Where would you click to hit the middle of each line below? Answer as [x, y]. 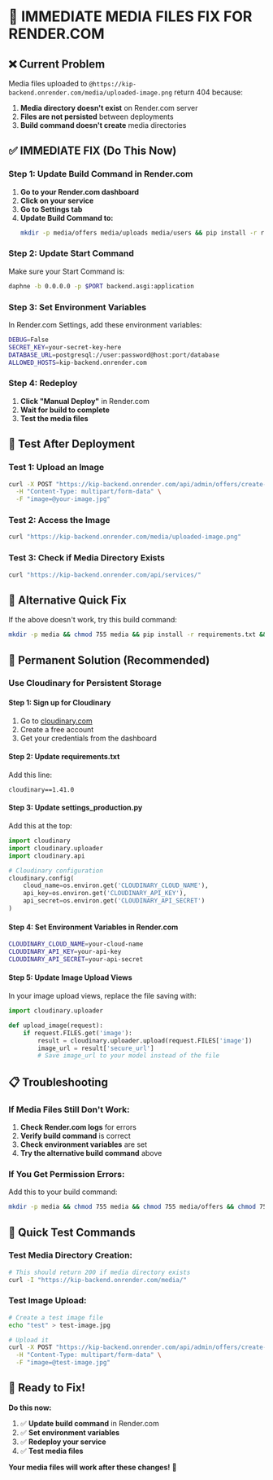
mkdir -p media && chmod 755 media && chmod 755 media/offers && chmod [132, 1207]
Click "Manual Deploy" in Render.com [85, 401]
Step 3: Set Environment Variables [78, 307]
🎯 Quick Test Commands [72, 1232]
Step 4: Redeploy [43, 384]
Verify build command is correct [76, 1135]
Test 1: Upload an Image [56, 468]
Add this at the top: [41, 826]
